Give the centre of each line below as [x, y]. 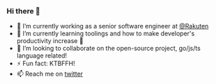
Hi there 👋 [24, 11]
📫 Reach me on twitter [50, 74]
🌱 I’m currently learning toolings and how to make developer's [106, 33]
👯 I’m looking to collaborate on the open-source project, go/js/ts [109, 49]
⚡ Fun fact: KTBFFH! [46, 64]
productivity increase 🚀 [50, 41]
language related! [42, 56]
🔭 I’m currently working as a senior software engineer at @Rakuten [113, 26]
